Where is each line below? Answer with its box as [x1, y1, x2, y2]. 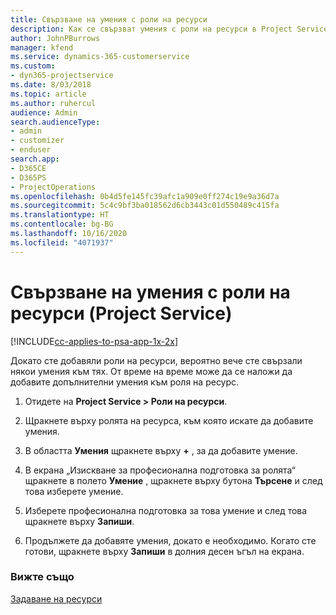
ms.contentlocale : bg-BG [10, 219, 114, 230]
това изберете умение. [24, 485, 124, 497]
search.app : [10, 154, 60, 164]
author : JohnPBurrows [10, 33, 101, 43]
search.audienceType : [10, 117, 101, 127]
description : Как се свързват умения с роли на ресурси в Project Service [10, 24, 329, 34]
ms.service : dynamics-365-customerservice [10, 52, 190, 62]
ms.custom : [10, 61, 56, 71]
